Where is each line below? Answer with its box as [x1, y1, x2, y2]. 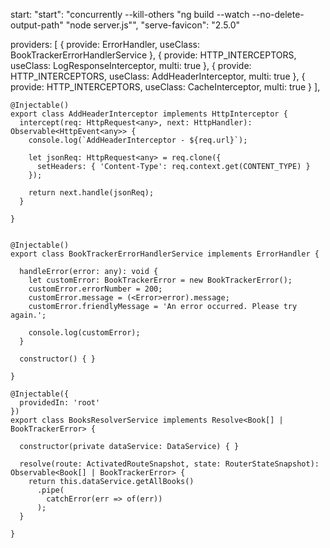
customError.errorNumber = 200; [28, 284, 163, 294]
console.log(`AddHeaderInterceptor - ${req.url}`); [28, 135, 248, 145]
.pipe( [36, 485, 65, 495]
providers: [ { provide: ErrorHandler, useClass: [10, 39, 200, 50]
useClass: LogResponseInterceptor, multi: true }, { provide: [10, 60, 252, 71]
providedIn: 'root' [19, 398, 101, 408]
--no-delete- [251, 9, 305, 20]
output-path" [10, 19, 64, 31]
